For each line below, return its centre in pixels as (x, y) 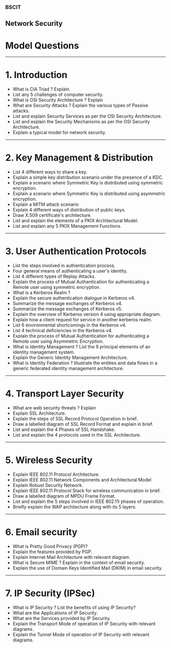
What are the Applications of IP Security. (55, 613)
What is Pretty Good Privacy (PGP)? (50, 546)
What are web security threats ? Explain (54, 408)
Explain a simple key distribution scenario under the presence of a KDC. (88, 177)
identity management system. (44, 352)
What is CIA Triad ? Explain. (41, 89)
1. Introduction (36, 75)
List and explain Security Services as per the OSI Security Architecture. (87, 116)
